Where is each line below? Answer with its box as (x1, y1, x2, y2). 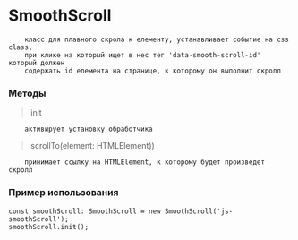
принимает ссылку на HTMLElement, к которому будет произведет (24, 158, 266, 167)
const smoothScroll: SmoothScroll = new (8, 207, 162, 216)
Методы (8, 87, 47, 99)
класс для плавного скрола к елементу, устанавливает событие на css (24, 35, 290, 44)
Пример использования (8, 186, 119, 199)
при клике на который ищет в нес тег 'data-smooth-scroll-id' (24, 50, 261, 59)
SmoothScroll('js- (164, 207, 234, 216)
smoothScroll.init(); (8, 222, 89, 231)
